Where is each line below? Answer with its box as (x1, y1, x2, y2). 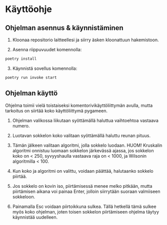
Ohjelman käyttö (5, 89, 58, 97)
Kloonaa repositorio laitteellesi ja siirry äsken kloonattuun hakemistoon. (12, 37, 159, 43)
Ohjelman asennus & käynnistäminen (5, 24, 123, 32)
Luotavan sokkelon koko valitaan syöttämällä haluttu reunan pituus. (12, 132, 151, 139)
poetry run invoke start (5, 75, 57, 80)
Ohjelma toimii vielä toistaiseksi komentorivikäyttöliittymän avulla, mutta (5, 102, 153, 108)
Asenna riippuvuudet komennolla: (12, 47, 82, 52)
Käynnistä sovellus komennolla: (12, 65, 77, 71)
